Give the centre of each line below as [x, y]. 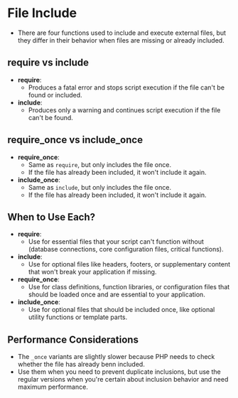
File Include [42, 13]
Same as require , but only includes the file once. [100, 164]
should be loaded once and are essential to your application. [117, 295]
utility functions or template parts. [78, 317]
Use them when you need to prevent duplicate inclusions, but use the [119, 372]
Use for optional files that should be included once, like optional [121, 310]
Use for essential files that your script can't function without [116, 242]
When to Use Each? [52, 217]
